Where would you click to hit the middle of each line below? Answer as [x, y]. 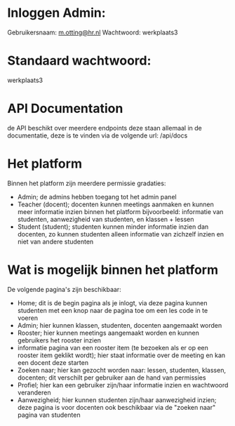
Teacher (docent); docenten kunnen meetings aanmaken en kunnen [115, 204]
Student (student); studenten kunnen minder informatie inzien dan [113, 227]
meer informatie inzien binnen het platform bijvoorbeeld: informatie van [120, 211]
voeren [28, 318]
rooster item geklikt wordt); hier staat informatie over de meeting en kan [121, 355]
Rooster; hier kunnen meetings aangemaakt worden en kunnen [108, 333]
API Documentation [65, 108]
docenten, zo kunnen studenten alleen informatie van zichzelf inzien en [121, 234]
